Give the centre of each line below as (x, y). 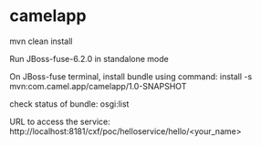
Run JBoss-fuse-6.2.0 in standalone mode (89, 58)
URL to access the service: (60, 121)
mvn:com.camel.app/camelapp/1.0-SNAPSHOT (98, 86)
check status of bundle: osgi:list (69, 104)
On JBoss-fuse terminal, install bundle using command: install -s (131, 76)
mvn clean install (41, 41)
